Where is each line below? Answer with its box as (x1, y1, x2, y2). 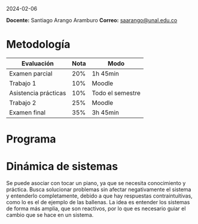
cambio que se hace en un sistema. (6, 211, 94, 219)
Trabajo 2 (9, 98, 36, 107)
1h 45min (92, 69, 120, 77)
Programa (6, 132, 56, 146)
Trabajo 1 (9, 79, 36, 87)
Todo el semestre (92, 89, 141, 97)
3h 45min (92, 108, 120, 116)
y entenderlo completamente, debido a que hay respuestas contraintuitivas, (6, 192, 193, 199)
